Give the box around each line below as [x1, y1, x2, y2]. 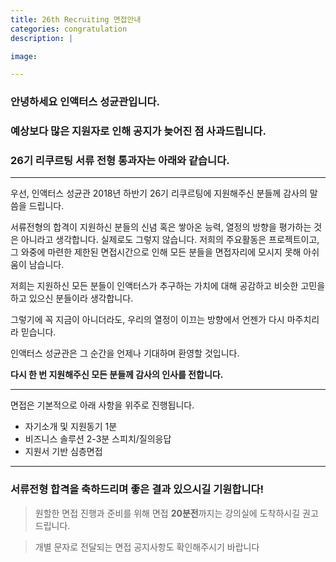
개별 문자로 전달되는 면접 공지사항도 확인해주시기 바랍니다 [34, 541, 260, 553]
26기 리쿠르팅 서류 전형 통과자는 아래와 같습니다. [10, 154, 230, 168]
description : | [10, 33, 74, 43]
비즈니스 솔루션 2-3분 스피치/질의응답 [24, 433, 172, 445]
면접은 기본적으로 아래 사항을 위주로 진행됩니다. [10, 399, 195, 411]
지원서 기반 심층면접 [24, 446, 103, 458]
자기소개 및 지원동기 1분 [24, 421, 118, 433]
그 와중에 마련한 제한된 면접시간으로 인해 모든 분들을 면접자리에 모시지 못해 [10, 246, 302, 258]
